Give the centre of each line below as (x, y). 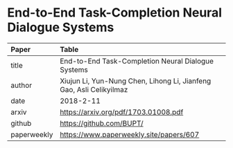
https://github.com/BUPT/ (102, 123)
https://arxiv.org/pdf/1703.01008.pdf (122, 112)
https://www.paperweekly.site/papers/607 (130, 134)
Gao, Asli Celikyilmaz (94, 89)
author (21, 85)
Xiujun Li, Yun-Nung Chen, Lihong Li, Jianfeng (136, 81)
